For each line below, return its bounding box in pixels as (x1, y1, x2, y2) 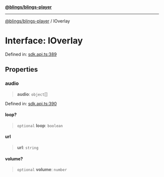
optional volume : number (17, 167, 67, 173)
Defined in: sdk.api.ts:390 (5, 100, 57, 106)
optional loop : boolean (17, 122, 63, 128)
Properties (5, 65, 38, 74)
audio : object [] (17, 91, 48, 97)
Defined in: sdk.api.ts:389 (5, 51, 57, 57)
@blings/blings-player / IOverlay (5, 18, 70, 24)
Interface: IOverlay (5, 35, 83, 46)
